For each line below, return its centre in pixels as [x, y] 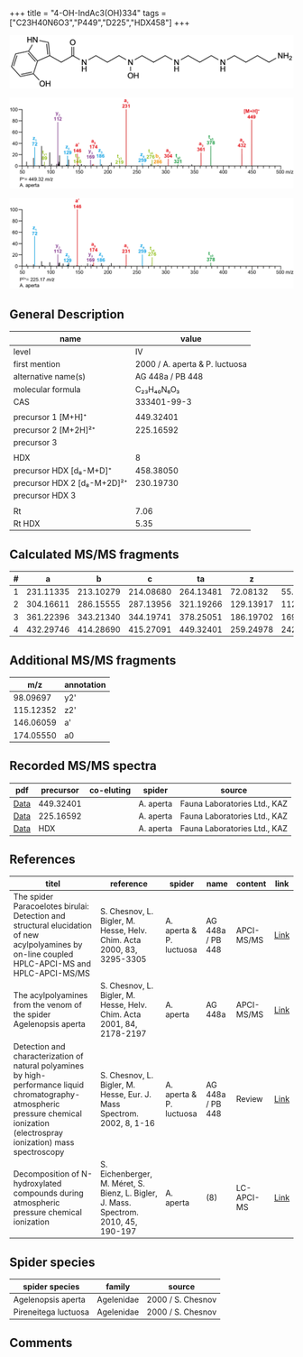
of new [26, 935]
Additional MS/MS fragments [93, 660]
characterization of [48, 1056]
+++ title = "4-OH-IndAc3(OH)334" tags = [88, 13]
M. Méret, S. [123, 1183]
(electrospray [38, 1132]
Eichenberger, [127, 1174]
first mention [37, 364]
